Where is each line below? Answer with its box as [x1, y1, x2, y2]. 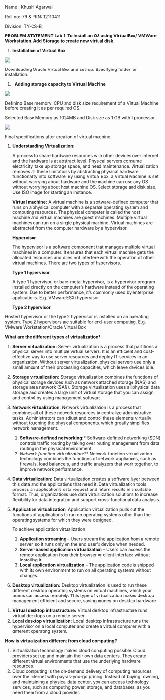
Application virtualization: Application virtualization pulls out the [12, 506, 144, 512]
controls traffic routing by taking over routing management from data [19, 440, 160, 446]
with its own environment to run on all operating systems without [19, 567, 151, 573]
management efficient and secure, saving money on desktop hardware [12, 598, 156, 603]
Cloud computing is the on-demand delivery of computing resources [12, 668, 152, 674]
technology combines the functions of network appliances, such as [19, 456, 157, 461]
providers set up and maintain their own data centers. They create [12, 653, 147, 659]
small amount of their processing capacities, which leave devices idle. [12, 364, 155, 370]
